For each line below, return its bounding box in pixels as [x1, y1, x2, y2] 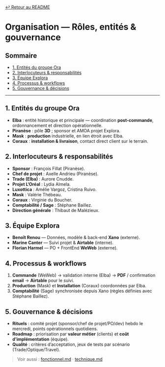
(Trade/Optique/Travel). [12, 347, 60, 353]
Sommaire [5, 51, 37, 60]
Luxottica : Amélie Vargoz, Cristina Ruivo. [12, 186, 97, 192]
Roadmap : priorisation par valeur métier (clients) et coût [12, 331, 129, 337]
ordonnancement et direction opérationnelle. [12, 122, 103, 128]
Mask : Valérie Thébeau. [12, 191, 62, 197]
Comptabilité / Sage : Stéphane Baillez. [12, 202, 92, 208]
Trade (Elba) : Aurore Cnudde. [12, 176, 74, 182]
